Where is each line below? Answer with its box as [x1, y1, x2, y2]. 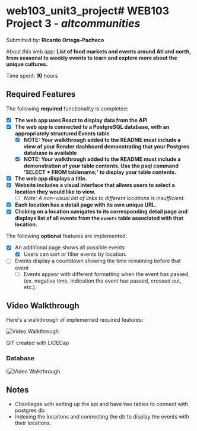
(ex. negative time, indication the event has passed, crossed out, [23, 277, 182, 284]
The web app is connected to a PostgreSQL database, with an [14, 123, 170, 130]
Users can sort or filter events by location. [23, 251, 127, 258]
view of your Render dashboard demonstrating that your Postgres [23, 142, 190, 150]
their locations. [14, 420, 52, 427]
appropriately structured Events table [14, 129, 110, 137]
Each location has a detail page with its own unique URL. [14, 201, 157, 208]
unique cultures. [6, 61, 48, 68]
